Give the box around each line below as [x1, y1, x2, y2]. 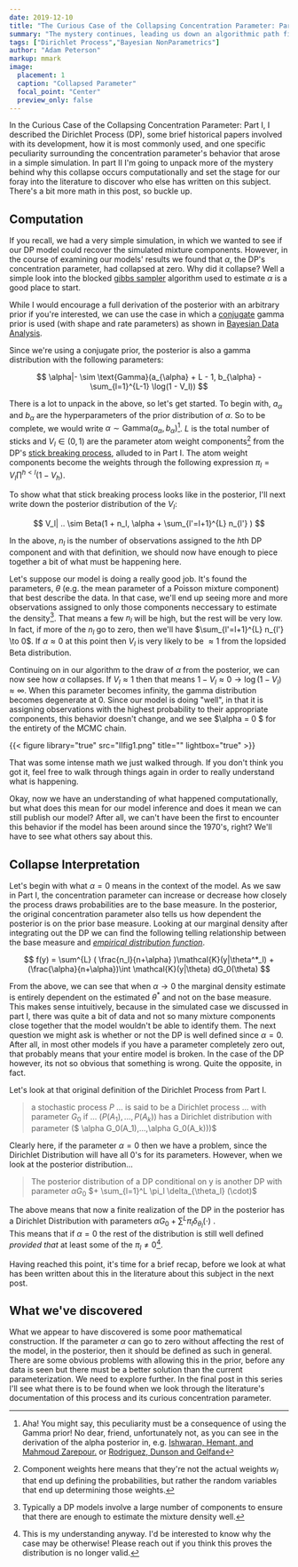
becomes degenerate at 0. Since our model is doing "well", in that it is [9, 694, 264, 706]
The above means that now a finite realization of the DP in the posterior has [9, 1205, 286, 1215]
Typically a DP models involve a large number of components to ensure [21, 1502, 284, 1513]
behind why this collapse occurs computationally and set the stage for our [9, 167, 281, 178]
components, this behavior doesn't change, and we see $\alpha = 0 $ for [9, 714, 277, 724]
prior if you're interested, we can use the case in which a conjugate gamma [9, 309, 285, 320]
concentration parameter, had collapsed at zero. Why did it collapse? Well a [9, 264, 286, 274]
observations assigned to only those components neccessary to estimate [9, 601, 278, 613]
